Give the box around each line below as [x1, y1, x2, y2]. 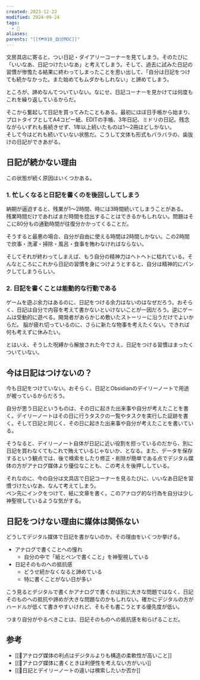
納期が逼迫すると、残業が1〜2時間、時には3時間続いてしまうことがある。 [6, 205, 186, 213]
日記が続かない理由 [6, 157, 77, 167]
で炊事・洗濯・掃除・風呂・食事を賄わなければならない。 [6, 241, 147, 248]
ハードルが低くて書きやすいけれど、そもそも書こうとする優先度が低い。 [6, 603, 183, 610]
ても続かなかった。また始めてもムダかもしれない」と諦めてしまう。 [6, 76, 173, 83]
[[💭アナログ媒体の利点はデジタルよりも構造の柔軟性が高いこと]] [14, 651, 172, 659]
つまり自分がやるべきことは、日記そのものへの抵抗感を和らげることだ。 [6, 616, 183, 623]
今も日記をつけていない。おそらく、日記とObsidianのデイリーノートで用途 [6, 385, 189, 392]
